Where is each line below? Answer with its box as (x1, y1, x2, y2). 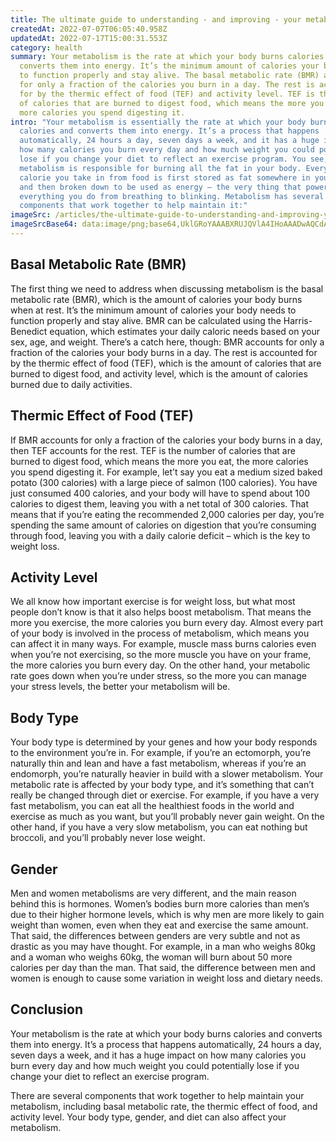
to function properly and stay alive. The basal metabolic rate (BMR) (19, 71, 320, 81)
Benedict (10, 325, 48, 337)
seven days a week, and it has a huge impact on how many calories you (10, 1049, 307, 1061)
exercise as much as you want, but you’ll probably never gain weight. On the (10, 811, 325, 823)
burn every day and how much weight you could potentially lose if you (10, 1059, 300, 1071)
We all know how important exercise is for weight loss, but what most (10, 596, 296, 608)
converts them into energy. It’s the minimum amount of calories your (19, 61, 320, 71)
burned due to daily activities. (10, 378, 133, 390)
